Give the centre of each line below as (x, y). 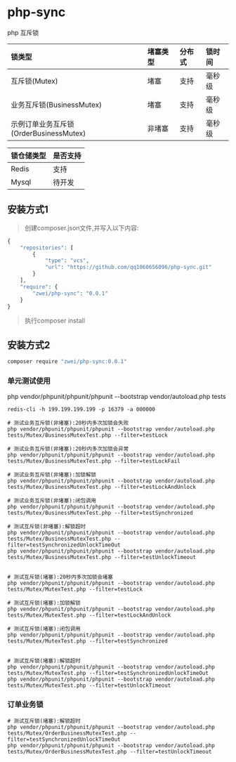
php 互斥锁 (23, 32)
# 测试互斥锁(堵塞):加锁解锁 (44, 603)
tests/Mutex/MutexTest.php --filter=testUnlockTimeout (89, 685)
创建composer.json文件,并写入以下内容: (81, 228)
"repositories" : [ (47, 248)
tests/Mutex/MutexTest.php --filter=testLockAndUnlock (89, 615)
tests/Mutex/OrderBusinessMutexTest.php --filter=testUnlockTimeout (110, 751)
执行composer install (55, 321)
